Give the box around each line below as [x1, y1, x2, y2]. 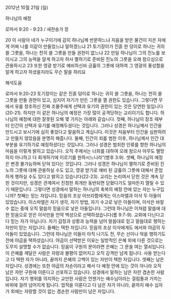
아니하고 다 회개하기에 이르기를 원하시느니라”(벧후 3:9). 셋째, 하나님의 [14, 155, 154, 160]
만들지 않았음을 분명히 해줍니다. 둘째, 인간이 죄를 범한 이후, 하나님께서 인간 [10, 135, 159, 141]
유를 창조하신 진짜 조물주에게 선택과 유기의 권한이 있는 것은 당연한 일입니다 [14, 104, 163, 109]
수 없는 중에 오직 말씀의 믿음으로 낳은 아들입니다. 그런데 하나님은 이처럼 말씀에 [5, 206, 161, 211]
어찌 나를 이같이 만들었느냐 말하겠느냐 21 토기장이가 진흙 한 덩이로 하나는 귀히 [10, 43, 165, 49]
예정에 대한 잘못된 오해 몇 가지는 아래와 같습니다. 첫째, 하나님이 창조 [18, 116, 154, 122]
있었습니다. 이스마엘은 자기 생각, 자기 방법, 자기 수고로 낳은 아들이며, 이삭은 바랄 [5, 199, 164, 205]
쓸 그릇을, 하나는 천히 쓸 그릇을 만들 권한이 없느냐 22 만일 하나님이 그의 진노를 [5, 50, 160, 56]
